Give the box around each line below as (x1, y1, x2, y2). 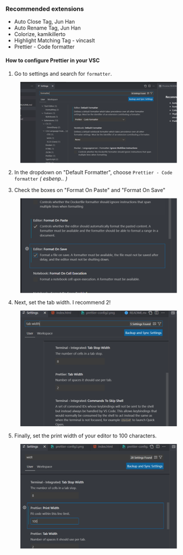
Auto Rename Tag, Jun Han (14, 24, 81, 31)
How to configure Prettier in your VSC (5, 57, 100, 64)
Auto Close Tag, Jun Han (14, 18, 75, 25)
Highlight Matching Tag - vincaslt (14, 37, 95, 44)
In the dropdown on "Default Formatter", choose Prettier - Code (14, 169, 172, 176)
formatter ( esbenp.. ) (14, 175, 68, 182)
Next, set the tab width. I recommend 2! (14, 298, 111, 306)
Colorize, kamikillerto (14, 31, 66, 38)
